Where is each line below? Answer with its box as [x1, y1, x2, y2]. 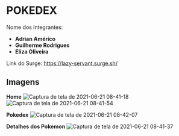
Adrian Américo [14, 35, 56, 42]
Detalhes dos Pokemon [6, 123, 66, 130]
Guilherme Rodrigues [14, 42, 70, 49]
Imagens [6, 77, 40, 87]
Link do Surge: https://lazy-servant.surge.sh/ [6, 60, 118, 67]
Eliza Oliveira [14, 48, 49, 55]
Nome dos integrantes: [6, 23, 63, 31]
